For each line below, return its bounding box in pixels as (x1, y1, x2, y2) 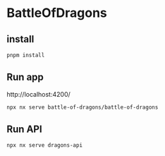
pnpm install (6, 52, 45, 59)
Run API (6, 123, 43, 135)
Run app (6, 71, 44, 83)
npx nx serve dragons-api (6, 142, 82, 149)
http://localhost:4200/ (6, 90, 71, 98)
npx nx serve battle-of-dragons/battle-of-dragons (6, 104, 159, 111)
